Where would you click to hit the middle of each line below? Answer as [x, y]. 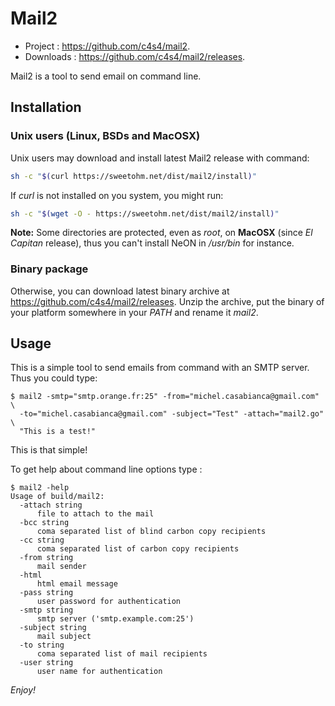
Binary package [49, 269]
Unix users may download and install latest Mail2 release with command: [160, 158]
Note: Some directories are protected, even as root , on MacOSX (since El [161, 233]
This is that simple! [49, 450]
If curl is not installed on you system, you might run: [117, 195]
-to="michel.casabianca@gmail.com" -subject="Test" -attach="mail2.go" [172, 414]
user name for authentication [99, 672]
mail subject [64, 637]
